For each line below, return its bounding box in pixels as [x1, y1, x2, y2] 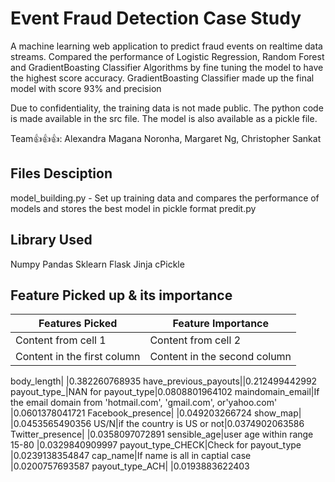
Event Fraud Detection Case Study [10, 7, 302, 30]
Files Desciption [10, 165, 113, 182]
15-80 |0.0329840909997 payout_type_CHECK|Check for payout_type [10, 439, 302, 451]
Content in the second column [149, 350, 292, 364]
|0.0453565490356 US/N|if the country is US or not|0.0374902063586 [10, 418, 305, 430]
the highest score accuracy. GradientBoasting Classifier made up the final [10, 72, 315, 84]
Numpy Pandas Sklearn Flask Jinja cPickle [10, 258, 185, 270]
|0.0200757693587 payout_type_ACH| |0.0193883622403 [10, 460, 250, 472]
